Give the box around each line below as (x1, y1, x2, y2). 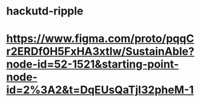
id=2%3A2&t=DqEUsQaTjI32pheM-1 (6, 83, 194, 97)
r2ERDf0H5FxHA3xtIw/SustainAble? (6, 45, 195, 59)
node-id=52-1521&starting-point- (6, 57, 179, 71)
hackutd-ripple (6, 4, 84, 18)
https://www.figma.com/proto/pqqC (6, 32, 194, 46)
